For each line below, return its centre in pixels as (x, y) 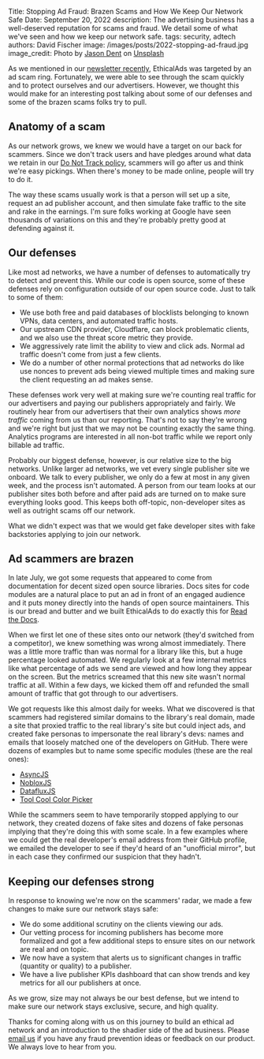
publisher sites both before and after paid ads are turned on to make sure (127, 494)
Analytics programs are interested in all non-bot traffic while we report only (130, 436)
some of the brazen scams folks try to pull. (78, 102)
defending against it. (41, 228)
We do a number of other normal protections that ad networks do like (132, 363)
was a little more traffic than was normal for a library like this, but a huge (125, 652)
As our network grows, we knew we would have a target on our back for (125, 146)
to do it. (20, 179)
